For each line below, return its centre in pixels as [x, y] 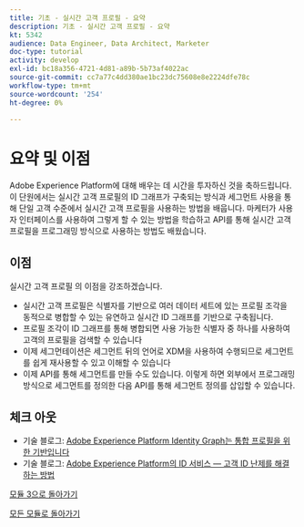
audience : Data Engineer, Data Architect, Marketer [109, 43]
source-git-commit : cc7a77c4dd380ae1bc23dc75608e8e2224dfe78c [130, 77]
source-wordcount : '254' [56, 94]
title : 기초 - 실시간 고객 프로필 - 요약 [77, 18]
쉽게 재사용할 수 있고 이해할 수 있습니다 [101, 363]
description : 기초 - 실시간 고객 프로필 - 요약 [90, 26]
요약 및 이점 [50, 158]
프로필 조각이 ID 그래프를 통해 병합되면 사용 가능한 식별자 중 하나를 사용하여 [157, 328]
